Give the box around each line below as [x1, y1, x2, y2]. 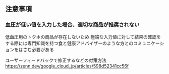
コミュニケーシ [133, 40, 164, 46]
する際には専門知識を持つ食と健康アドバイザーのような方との [5, 40, 134, 46]
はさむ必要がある [18, 46, 54, 52]
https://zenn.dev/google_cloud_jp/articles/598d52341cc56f [5, 63, 129, 69]
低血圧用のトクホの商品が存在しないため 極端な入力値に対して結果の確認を [5, 33, 161, 40]
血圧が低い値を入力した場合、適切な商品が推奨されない [5, 21, 140, 28]
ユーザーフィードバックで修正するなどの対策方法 [5, 57, 107, 63]
